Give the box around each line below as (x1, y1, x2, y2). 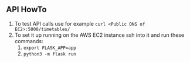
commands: (14, 37, 43, 44)
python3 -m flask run (23, 51, 76, 57)
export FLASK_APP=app (23, 45, 76, 51)
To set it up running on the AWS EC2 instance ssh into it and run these (14, 32, 185, 38)
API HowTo (6, 5, 47, 15)
